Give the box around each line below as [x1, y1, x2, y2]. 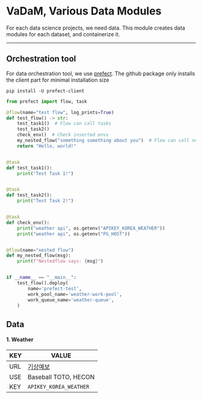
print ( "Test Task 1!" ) [17, 170, 74, 176]
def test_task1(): [6, 165, 52, 171]
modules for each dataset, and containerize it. [6, 30, 120, 37]
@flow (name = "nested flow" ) [6, 247, 74, 253]
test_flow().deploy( [17, 280, 69, 286]
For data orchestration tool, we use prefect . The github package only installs [6, 69, 195, 77]
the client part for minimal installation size [6, 76, 109, 83]
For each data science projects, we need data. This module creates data [6, 24, 185, 31]
